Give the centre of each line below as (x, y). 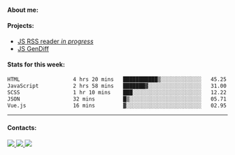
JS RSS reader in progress (55, 41)
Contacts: (22, 127)
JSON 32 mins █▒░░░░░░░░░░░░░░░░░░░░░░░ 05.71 (117, 99)
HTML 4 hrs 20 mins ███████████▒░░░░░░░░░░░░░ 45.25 (117, 80)
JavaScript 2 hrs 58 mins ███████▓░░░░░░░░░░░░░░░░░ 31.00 (117, 86)
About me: (23, 10)
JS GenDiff (33, 48)
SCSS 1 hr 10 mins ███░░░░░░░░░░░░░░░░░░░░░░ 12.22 (117, 92)
